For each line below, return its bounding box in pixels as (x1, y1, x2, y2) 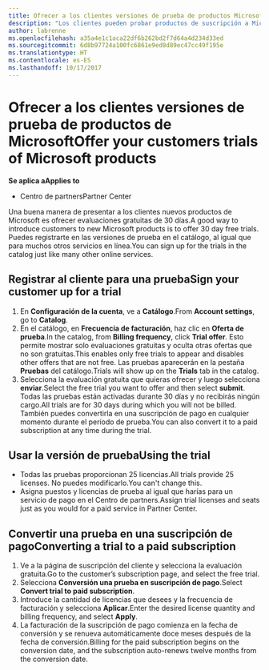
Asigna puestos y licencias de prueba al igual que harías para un (19, 487, 234, 496)
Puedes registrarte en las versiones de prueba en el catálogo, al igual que (8, 232, 251, 242)
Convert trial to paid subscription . (19, 586, 135, 596)
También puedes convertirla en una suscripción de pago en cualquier (19, 408, 250, 418)
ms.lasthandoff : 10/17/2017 (8, 64, 102, 72)
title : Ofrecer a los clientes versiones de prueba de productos (8, 11, 231, 20)
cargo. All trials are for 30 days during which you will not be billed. (19, 399, 237, 409)
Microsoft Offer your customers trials (8, 132, 259, 150)
